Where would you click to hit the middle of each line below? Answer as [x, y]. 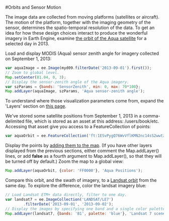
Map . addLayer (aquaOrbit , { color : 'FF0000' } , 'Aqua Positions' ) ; [74, 171]
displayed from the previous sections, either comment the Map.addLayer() [82, 151]
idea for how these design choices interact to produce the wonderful [76, 33]
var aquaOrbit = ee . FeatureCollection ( [47, 136]
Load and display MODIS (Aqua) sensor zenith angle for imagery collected [82, 53]
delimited [15, 121]
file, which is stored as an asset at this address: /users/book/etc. [92, 121]
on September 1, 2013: [28, 59]
